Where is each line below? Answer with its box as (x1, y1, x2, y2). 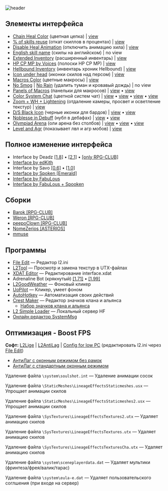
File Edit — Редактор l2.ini (12, 260, 69, 266)
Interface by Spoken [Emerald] (12, 170, 77, 176)
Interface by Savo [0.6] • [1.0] (12, 165, 75, 171)
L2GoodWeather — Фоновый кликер (12, 281, 91, 287)
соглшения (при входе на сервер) (5, 480, 79, 486)
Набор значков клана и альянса (20, 303, 90, 309)
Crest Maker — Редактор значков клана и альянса (12, 297, 122, 303)
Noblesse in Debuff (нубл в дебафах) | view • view (12, 114, 120, 121)
